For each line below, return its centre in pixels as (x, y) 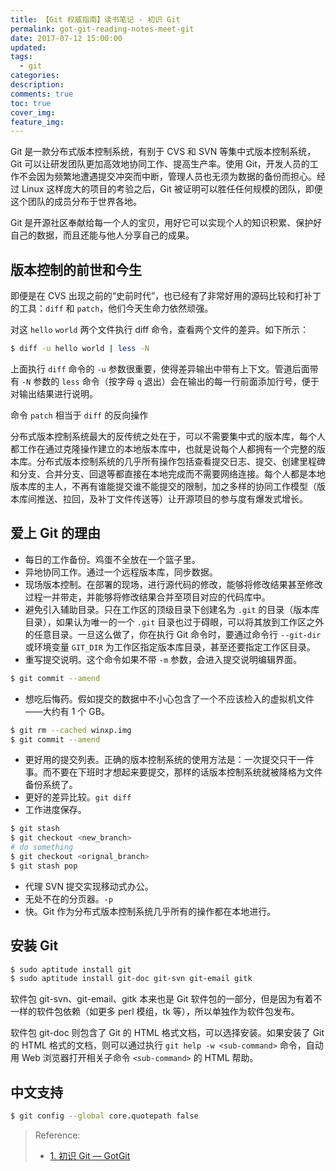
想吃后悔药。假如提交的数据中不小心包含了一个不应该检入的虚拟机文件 (169, 698)
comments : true (42, 94)
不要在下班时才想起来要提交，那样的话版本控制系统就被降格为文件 (187, 772)
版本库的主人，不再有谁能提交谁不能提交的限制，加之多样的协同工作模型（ (163, 486)
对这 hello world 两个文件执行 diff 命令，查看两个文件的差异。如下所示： (160, 330)
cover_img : (33, 112)
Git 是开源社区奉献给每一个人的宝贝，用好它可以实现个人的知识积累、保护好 (166, 223)
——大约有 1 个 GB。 (67, 711)
